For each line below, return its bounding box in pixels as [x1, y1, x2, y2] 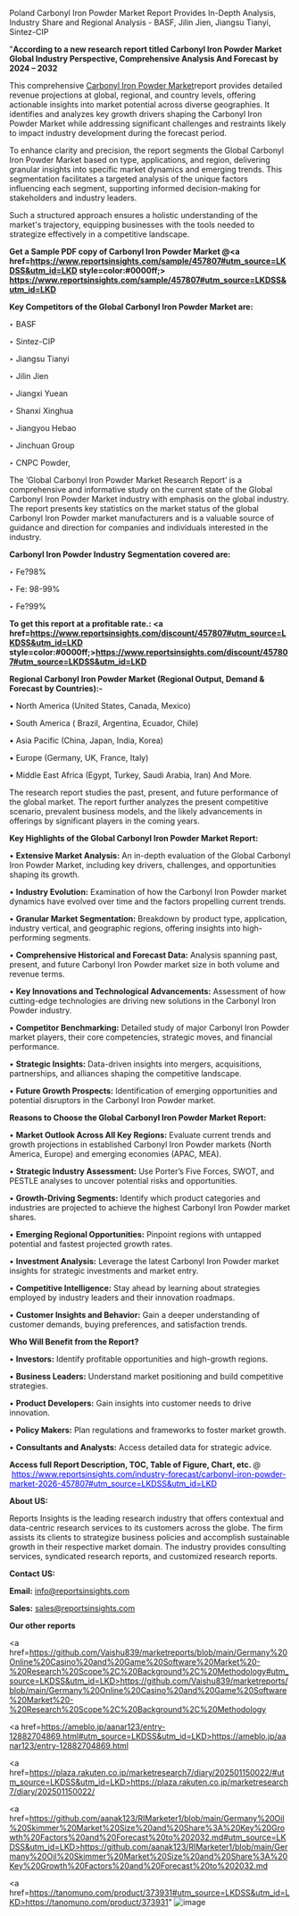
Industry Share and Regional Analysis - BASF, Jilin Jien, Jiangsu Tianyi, [9, 17, 271, 28]
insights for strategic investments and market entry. [9, 1265, 199, 1276]
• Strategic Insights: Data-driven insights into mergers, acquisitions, [9, 1059, 262, 1069]
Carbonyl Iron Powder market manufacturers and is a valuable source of [9, 513, 275, 523]
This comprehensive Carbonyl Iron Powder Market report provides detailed [9, 80, 283, 90]
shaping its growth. [9, 869, 80, 880]
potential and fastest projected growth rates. [9, 1238, 173, 1249]
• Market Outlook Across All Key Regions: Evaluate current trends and [9, 1130, 271, 1140]
